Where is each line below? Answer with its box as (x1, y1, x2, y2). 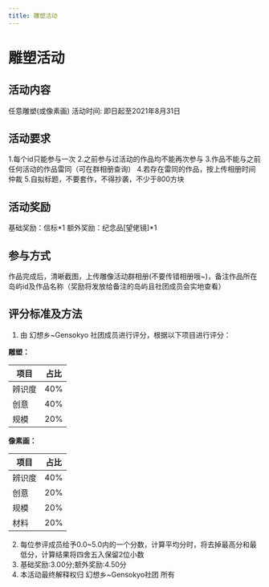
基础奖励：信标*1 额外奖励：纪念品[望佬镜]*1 (8, 223, 157, 233)
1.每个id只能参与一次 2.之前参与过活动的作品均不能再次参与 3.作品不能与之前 (8, 154, 261, 164)
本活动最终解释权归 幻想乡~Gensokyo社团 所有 (19, 569, 175, 579)
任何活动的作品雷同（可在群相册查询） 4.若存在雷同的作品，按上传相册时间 (8, 164, 256, 174)
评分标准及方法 (8, 307, 83, 321)
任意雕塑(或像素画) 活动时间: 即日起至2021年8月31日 (8, 106, 181, 115)
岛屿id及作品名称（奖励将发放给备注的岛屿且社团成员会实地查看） (8, 281, 226, 291)
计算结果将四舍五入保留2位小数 (41, 549, 145, 559)
